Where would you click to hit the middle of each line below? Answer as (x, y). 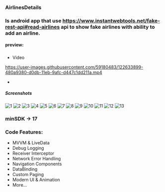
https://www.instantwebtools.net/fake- (111, 20)
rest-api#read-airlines (32, 27)
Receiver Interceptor (33, 153)
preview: (14, 45)
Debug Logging (28, 148)
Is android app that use (33, 20)
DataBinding (25, 169)
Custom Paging (28, 174)
